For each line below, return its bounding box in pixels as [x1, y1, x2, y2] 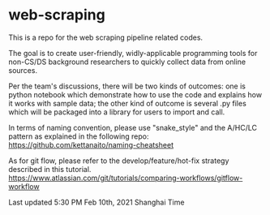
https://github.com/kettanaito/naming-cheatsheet [8, 140, 174, 149]
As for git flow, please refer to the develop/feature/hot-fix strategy [8, 156, 229, 166]
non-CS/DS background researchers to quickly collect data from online [8, 57, 246, 67]
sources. [8, 65, 38, 75]
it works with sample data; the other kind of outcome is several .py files [8, 98, 247, 108]
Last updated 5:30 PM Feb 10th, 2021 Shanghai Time [8, 197, 185, 207]
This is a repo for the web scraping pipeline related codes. [8, 32, 204, 42]
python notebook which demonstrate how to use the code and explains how [8, 89, 262, 99]
